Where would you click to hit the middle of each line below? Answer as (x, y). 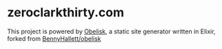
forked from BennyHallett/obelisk (54, 38)
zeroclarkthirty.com (65, 13)
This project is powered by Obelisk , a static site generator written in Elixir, (111, 31)
